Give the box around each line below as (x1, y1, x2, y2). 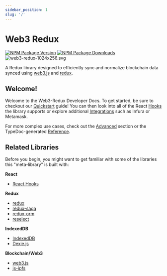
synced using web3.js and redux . (5, 70, 73, 76)
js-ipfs (12, 265, 26, 272)
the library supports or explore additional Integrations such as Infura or (5, 108, 150, 115)
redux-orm (12, 211, 35, 217)
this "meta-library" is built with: (5, 161, 69, 167)
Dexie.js (12, 241, 29, 247)
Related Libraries (5, 143, 59, 151)
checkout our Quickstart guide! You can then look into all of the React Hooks (5, 103, 162, 109)
